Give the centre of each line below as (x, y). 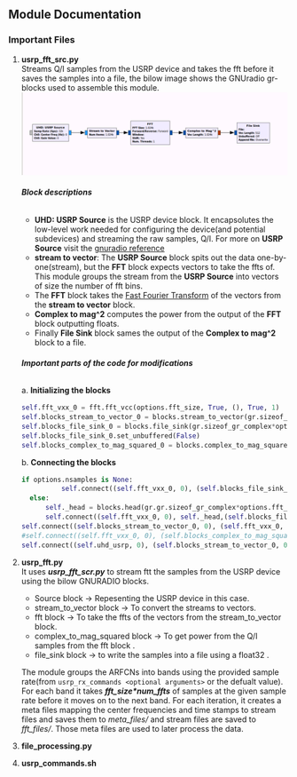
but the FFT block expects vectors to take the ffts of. (180, 267)
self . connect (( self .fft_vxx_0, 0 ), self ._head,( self (145, 517)
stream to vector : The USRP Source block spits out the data (145, 258)
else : (39, 498)
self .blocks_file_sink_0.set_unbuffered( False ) (110, 436)
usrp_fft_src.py (50, 59)
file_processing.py (56, 746)
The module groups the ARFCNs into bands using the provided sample (150, 672)
